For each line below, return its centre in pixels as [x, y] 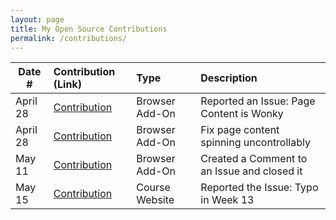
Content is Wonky [242, 114]
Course [153, 188]
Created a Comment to [254, 159]
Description [229, 78]
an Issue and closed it [251, 171]
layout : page [37, 19]
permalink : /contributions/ [69, 38]
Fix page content [240, 130]
